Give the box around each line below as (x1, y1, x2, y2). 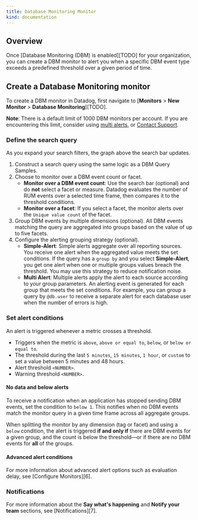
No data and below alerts (6, 384, 69, 391)
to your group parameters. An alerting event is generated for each (23, 280, 184, 288)
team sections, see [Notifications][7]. (6, 507, 98, 515)
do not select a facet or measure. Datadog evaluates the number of (23, 186, 188, 193)
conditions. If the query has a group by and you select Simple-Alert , (23, 255, 190, 262)
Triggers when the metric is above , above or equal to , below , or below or (14, 338, 191, 346)
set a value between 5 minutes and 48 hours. (14, 357, 125, 364)
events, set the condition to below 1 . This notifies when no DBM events (6, 403, 178, 410)
